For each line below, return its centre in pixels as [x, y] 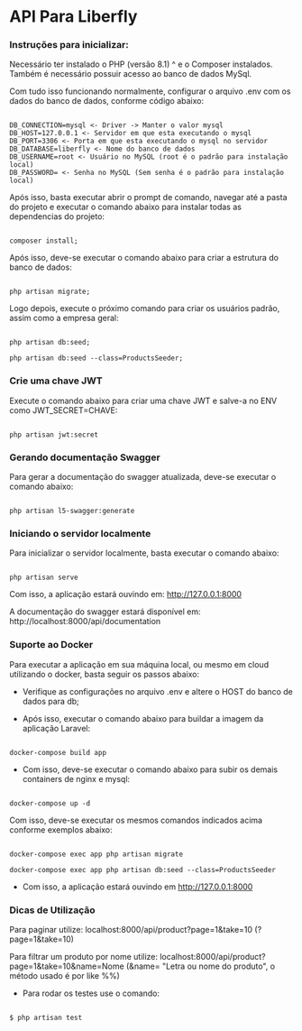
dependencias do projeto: [57, 216]
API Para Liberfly [73, 17]
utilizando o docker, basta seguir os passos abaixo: [105, 674]
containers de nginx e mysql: [76, 778]
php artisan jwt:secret [54, 435]
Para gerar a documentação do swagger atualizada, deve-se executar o [143, 477]
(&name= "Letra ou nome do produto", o [201, 966]
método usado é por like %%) [64, 975]
